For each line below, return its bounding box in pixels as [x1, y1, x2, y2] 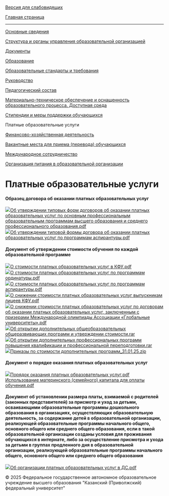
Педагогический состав [5, 87, 57, 93]
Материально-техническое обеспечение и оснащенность [5, 97, 130, 103]
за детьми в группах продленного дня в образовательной [5, 442, 134, 448]
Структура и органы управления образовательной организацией [5, 38, 146, 44]
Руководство [5, 78, 34, 83]
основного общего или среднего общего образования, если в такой [5, 426, 155, 432]
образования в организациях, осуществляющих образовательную [5, 410, 153, 416]
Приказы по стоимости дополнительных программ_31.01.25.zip [10, 348, 147, 354]
